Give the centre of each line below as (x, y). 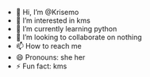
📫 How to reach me (48, 46)
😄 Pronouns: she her (50, 57)
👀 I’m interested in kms (53, 20)
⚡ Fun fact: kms (41, 66)
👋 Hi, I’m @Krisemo (47, 12)
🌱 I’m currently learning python (66, 29)
